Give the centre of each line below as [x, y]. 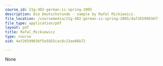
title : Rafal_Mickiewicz [30, 32]
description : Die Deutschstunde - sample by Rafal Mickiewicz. [70, 14]
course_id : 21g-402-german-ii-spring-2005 [49, 9]
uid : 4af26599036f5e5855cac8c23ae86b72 [45, 41]
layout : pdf [17, 28]
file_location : [20, 18]
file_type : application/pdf [33, 23]
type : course [18, 37]
